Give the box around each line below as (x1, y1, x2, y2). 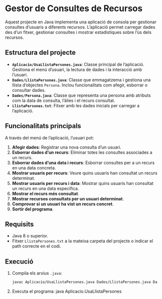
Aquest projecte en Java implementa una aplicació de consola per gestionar (5, 19, 157, 25)
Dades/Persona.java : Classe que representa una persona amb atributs (12, 92, 151, 98)
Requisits (5, 220, 34, 228)
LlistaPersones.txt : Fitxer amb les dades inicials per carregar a (12, 102, 140, 108)
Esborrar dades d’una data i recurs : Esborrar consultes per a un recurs (12, 160, 155, 166)
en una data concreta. (12, 165, 56, 170)
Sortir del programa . (12, 206, 54, 212)
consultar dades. (12, 87, 46, 93)
